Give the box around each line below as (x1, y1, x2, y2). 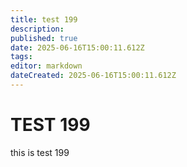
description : (10, 24, 65, 34)
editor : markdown (10, 61, 83, 71)
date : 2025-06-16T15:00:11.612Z (10, 42, 145, 53)
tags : (10, 52, 33, 62)
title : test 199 (10, 14, 78, 25)
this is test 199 (10, 146, 70, 158)
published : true (10, 33, 78, 43)
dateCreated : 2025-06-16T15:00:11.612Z (10, 71, 177, 81)
